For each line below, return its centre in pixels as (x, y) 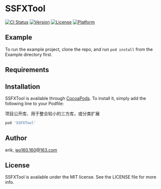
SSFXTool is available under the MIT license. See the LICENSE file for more (81, 177)
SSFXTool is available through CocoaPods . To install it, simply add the (76, 98)
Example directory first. (29, 54)
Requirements (27, 70)
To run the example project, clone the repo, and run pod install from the (79, 49)
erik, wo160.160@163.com (31, 150)
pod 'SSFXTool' (21, 123)
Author (16, 138)
